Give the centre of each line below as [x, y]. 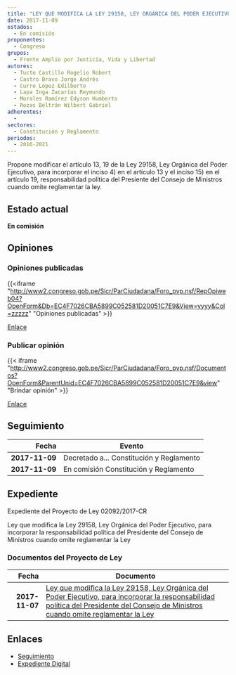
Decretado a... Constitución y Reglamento [131, 458]
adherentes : [25, 112]
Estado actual [38, 209]
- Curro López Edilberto [50, 86]
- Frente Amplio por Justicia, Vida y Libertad [85, 60]
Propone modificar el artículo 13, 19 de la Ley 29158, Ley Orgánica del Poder [117, 165]
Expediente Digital [44, 663]
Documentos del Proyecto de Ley [65, 558]
